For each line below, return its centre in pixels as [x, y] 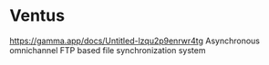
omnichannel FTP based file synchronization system [108, 50]
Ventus [37, 16]
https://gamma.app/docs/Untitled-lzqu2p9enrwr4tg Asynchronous [134, 41]
